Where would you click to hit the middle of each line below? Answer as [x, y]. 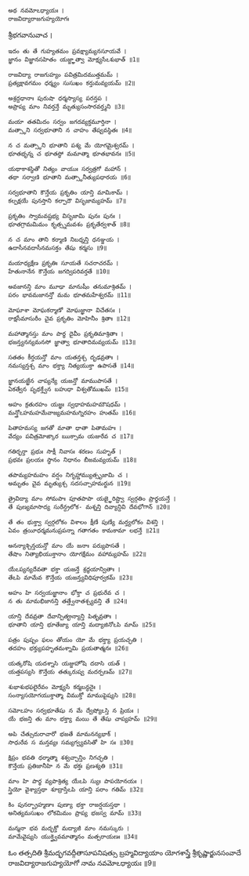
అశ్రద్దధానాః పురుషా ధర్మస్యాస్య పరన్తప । [58, 98]
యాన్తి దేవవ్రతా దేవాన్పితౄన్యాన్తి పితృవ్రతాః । [63, 616]
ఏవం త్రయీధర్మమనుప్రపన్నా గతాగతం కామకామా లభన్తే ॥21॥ [84, 531]
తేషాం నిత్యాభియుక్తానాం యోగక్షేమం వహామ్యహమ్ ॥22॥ [77, 554]
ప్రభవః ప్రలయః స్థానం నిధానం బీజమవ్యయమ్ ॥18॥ [72, 460]
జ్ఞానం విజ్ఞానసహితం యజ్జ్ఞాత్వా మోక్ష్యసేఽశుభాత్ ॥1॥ [74, 60]
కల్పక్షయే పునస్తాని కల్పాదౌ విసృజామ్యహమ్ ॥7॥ [67, 201]
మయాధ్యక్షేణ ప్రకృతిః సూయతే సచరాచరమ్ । [63, 263]
